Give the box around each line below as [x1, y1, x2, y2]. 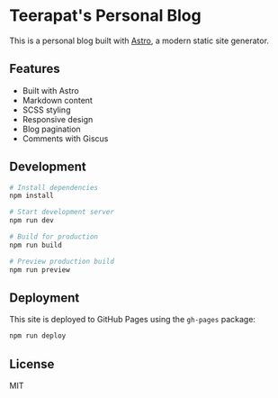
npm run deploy [9, 331, 67, 340]
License [9, 357, 55, 372]
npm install [9, 191, 54, 201]
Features [9, 61, 60, 77]
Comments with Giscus [22, 132, 109, 144]
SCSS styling [22, 104, 71, 115]
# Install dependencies [9, 183, 99, 192]
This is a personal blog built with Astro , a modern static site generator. [9, 35, 270, 46]
